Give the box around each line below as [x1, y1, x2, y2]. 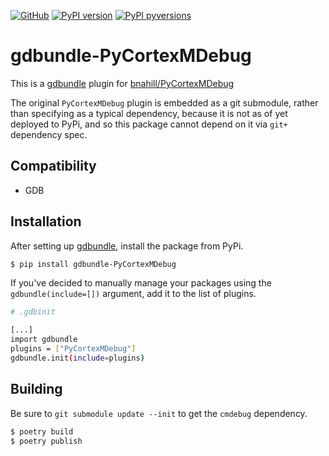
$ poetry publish [10, 436, 83, 446]
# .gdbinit [10, 307, 56, 317]
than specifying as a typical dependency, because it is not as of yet [10, 107, 288, 119]
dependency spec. [10, 128, 88, 140]
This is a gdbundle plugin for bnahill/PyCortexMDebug [10, 77, 235, 89]
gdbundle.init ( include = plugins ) [10, 353, 145, 363]
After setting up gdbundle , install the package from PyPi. [10, 240, 244, 252]
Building [10, 381, 63, 398]
